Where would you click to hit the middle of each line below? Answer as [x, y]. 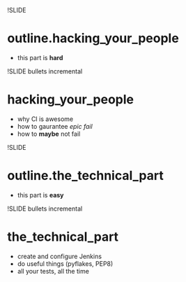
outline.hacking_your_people [93, 38]
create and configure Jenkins [60, 256]
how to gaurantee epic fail [55, 126]
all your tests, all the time [53, 271]
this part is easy [40, 195]
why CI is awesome [45, 119]
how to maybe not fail [49, 134]
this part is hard [40, 57]
